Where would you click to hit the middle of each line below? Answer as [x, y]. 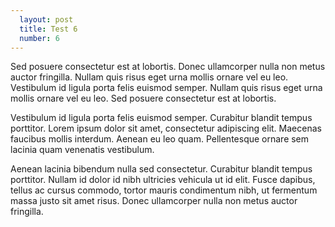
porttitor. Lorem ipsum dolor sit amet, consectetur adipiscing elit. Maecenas [166, 128]
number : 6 [39, 38]
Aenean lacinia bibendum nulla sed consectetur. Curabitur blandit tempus [161, 169]
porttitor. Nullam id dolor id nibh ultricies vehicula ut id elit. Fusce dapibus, [163, 180]
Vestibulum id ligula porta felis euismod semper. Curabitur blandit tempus [161, 118]
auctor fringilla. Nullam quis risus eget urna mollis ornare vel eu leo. [149, 77]
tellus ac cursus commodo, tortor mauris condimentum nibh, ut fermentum [164, 190]
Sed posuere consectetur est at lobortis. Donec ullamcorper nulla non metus [168, 67]
